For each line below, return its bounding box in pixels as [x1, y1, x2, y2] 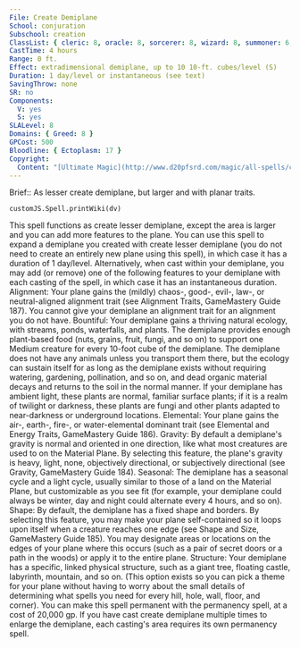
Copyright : [9, 154, 50, 164]
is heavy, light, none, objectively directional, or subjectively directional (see [9, 458, 286, 468]
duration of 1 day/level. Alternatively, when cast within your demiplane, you [9, 258, 285, 269]
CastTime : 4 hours [9, 46, 78, 55]
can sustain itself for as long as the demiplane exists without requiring [9, 363, 267, 374]
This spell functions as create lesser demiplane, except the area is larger [9, 220, 277, 231]
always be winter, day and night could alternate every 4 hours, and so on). [9, 495, 283, 506]
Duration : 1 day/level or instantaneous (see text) [9, 72, 205, 80]
